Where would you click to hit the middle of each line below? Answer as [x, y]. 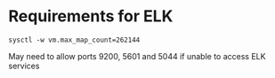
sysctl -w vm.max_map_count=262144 [74, 40]
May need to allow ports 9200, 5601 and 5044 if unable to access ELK [137, 56]
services [24, 66]
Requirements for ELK [91, 16]
